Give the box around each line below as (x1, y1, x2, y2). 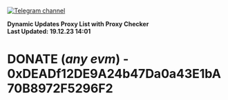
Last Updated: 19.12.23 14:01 (7, 28, 91, 35)
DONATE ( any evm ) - (7, 52, 129, 67)
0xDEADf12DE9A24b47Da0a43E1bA (7, 66, 221, 82)
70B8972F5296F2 (7, 81, 113, 97)
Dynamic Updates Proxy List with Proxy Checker (7, 20, 149, 28)
